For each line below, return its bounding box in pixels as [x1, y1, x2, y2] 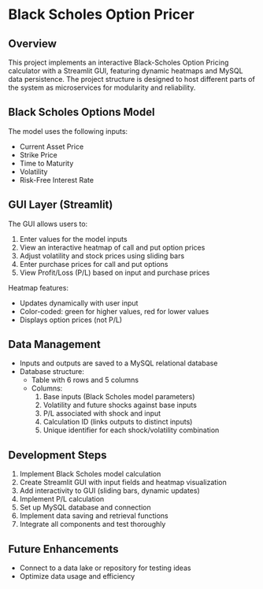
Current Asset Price [19, 142, 84, 151]
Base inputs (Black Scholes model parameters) [43, 392, 195, 402]
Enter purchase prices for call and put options [19, 259, 169, 269]
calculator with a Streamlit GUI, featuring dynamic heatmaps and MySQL [8, 66, 243, 76]
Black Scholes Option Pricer [8, 6, 194, 24]
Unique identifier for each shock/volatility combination [43, 425, 220, 435]
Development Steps [8, 448, 107, 461]
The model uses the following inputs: [8, 126, 128, 135]
